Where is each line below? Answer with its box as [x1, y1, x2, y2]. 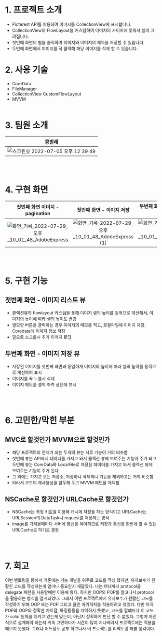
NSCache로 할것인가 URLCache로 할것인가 [5, 495, 129, 503]
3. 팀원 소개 [5, 120, 48, 131]
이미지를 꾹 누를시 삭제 [12, 375, 55, 381]
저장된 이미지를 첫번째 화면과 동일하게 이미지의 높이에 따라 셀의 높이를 [12, 363, 144, 369]
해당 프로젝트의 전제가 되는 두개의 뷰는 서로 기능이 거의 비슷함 [12, 449, 128, 455]
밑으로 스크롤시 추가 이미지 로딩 [12, 334, 71, 340]
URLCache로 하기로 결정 [12, 527, 59, 533]
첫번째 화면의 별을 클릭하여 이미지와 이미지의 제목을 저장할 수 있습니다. [12, 39, 145, 45]
